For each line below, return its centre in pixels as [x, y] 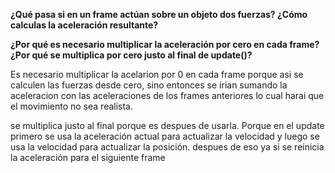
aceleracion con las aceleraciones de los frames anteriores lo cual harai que [167, 95]
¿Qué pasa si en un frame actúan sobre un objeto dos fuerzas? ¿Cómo [159, 14]
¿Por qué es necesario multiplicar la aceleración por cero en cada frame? [165, 44]
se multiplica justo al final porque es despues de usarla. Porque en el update [167, 125]
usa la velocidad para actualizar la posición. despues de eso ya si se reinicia [167, 147]
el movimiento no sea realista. [71, 106]
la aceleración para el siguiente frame [88, 157]
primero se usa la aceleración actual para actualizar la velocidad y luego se [165, 136]
